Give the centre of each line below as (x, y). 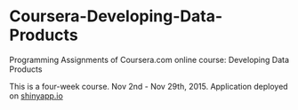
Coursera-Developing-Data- (116, 16)
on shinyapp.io (36, 96)
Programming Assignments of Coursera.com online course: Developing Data (149, 59)
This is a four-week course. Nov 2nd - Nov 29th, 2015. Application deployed (149, 86)
